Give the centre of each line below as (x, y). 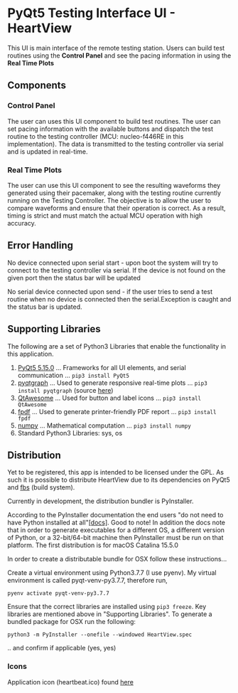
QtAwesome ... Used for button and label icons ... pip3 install (109, 398)
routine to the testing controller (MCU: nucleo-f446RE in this (96, 136)
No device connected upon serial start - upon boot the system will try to (113, 263)
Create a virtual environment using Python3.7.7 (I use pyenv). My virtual (112, 573)
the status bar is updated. (45, 307)
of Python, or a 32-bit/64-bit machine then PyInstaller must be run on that (115, 538)
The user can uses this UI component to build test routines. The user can (114, 121)
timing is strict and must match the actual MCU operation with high (105, 216)
